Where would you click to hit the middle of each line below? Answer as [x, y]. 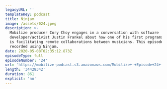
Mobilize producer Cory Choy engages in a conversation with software [84, 33]
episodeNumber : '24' [27, 60]
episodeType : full [24, 56]
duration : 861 [20, 74]
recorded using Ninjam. [34, 46]
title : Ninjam [20, 19]
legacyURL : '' [20, 10]
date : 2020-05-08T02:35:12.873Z [39, 51]
